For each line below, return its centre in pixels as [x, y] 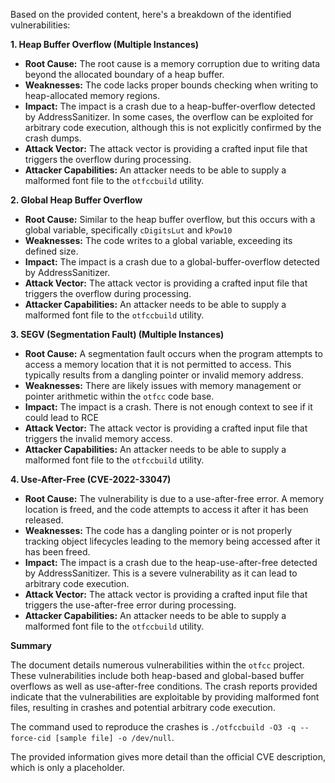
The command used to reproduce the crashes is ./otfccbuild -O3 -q [153, 727]
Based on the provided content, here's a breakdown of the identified [151, 14]
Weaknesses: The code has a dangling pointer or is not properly [158, 530]
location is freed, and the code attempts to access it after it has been [166, 509]
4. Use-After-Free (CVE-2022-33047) [91, 479]
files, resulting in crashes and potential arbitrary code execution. [143, 707]
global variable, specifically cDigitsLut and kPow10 [128, 230]
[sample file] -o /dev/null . [114, 737]
